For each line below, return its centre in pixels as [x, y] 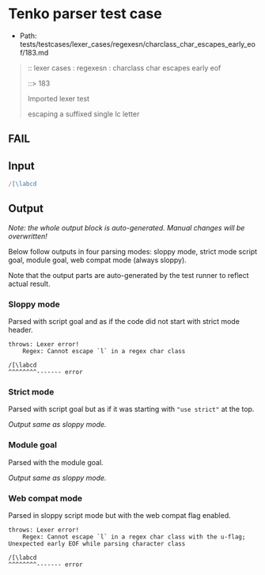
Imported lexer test [58, 98]
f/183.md [34, 52]
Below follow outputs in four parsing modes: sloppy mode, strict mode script [133, 251]
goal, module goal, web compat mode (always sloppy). [98, 260]
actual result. [29, 284]
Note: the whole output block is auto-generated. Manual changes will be [127, 227]
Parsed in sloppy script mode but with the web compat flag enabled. [119, 516]
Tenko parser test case [85, 14]
